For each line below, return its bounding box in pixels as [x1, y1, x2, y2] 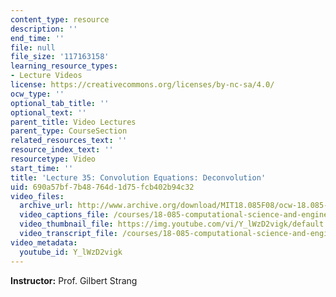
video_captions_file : [19, 210, 110, 220]
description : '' [10, 24, 78, 34]
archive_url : [19, 201, 74, 211]
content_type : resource [10, 14, 110, 25]
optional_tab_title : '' [10, 98, 110, 108]
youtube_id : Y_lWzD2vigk [19, 247, 123, 257]
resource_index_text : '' [10, 145, 114, 155]
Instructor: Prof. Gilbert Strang [10, 274, 138, 286]
